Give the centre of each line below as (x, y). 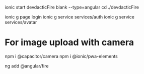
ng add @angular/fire (27, 66)
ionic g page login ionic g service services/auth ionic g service (69, 17)
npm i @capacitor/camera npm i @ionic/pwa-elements (61, 56)
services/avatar (21, 22)
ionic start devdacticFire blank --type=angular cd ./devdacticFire (72, 7)
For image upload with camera (69, 42)
